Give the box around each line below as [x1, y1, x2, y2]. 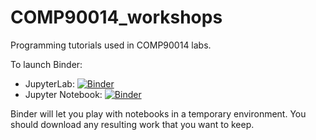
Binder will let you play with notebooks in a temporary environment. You [10, 107, 307, 120]
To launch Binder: [10, 58, 83, 70]
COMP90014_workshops [10, 6, 223, 29]
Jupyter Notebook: [24, 88, 103, 100]
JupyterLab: [24, 77, 75, 90]
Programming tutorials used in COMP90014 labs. [10, 39, 212, 51]
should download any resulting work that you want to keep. [10, 118, 255, 130]
